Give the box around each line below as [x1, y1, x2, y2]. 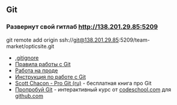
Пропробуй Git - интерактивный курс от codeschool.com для [14, 86, 172, 93]
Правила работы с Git [14, 60, 71, 67]
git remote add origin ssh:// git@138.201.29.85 [6, 36, 119, 44]
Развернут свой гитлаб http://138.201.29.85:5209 [6, 23, 158, 31]
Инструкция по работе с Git [14, 73, 86, 80]
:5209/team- [118, 36, 150, 44]
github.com [14, 92, 44, 99]
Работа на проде [14, 67, 58, 74]
